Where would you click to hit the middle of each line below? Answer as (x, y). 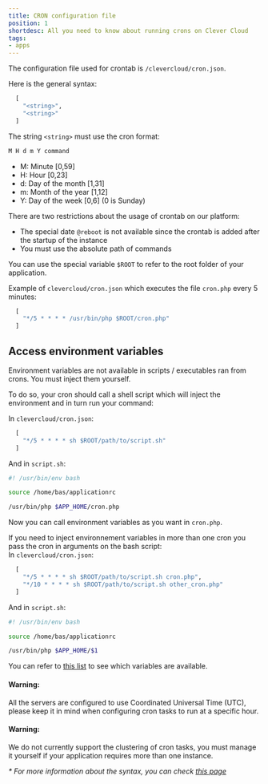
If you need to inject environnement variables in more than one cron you (127, 538)
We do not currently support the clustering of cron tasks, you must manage (132, 747)
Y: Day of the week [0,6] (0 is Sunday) (82, 200)
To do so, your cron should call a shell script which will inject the (115, 394)
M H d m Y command (39, 151)
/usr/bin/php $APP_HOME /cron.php (64, 507)
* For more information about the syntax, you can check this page (117, 771)
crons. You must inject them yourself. (70, 378)
